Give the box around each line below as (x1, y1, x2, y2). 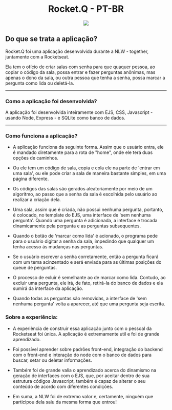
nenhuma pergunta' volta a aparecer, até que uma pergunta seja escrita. (12, 301, 165, 307)
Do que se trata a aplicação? (5, 34, 98, 44)
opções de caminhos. (12, 155, 59, 161)
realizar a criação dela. (12, 197, 61, 203)
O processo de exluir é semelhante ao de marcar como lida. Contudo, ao (12, 275, 166, 281)
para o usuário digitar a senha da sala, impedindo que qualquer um (12, 238, 155, 244)
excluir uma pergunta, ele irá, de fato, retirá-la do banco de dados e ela (12, 280, 163, 286)
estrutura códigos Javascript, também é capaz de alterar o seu (12, 378, 146, 384)
